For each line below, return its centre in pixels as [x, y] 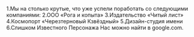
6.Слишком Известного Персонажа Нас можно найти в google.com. [95, 27]
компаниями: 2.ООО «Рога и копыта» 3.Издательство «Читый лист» [95, 15]
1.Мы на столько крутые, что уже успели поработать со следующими [97, 9]
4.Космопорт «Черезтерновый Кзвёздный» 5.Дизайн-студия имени [95, 21]
